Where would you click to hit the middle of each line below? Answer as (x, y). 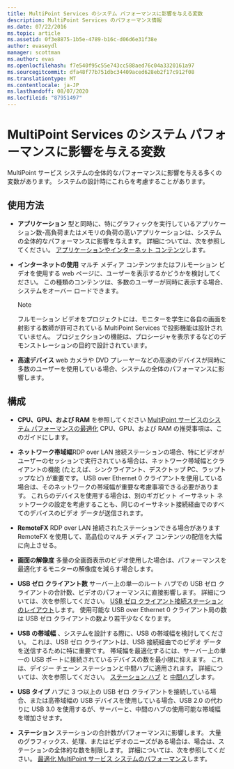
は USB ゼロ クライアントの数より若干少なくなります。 (96, 618)
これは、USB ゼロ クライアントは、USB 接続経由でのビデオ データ (126, 641)
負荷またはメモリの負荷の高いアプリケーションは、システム (136, 232)
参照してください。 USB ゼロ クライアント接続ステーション (139, 601)
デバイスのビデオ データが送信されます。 (88, 512)
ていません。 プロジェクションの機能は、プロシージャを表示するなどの (119, 336)
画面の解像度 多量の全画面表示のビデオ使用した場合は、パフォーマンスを (122, 560)
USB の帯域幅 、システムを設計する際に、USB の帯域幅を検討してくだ (117, 633)
